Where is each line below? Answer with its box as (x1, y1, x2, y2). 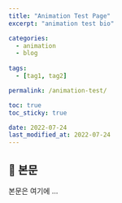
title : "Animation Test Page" (8, 11, 111, 20)
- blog (15, 50, 38, 58)
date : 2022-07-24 (8, 123, 68, 132)
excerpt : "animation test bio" (8, 19, 115, 28)
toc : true (8, 101, 42, 110)
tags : (8, 64, 27, 73)
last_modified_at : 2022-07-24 (8, 131, 111, 139)
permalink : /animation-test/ (8, 86, 107, 94)
